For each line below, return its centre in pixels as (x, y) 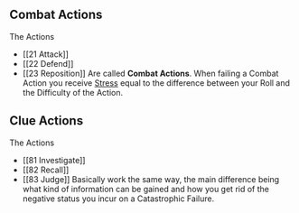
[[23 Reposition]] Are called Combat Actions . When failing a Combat (150, 73)
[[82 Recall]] (46, 170)
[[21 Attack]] (46, 54)
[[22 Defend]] (48, 63)
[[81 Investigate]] (54, 160)
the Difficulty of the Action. (73, 92)
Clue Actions (47, 121)
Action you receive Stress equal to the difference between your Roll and (156, 83)
